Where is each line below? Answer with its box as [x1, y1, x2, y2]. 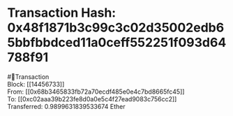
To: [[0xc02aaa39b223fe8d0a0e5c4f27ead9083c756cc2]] [7, 94, 177, 103]
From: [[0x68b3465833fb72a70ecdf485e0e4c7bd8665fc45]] [7, 87, 185, 96]
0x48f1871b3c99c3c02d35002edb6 [7, 20, 225, 36]
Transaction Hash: [7, 5, 116, 21]
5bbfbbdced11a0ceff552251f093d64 [7, 35, 227, 50]
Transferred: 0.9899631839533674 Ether [7, 102, 126, 110]
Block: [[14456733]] [7, 80, 65, 88]
